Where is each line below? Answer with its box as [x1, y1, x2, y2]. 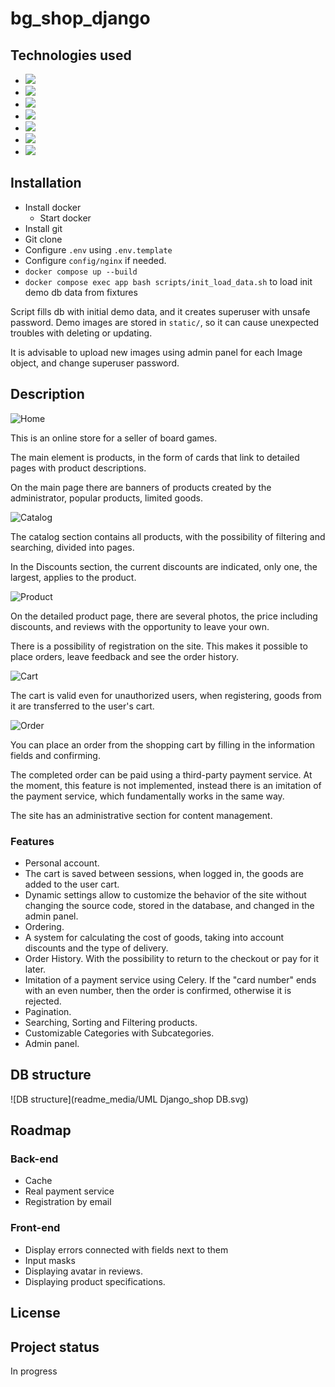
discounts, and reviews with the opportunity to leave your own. [10, 620, 270, 632]
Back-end [10, 1152, 59, 1166]
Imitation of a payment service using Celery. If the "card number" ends [24, 973, 317, 986]
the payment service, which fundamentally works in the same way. [10, 790, 285, 802]
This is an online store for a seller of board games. [10, 432, 218, 444]
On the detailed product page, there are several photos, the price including [10, 610, 318, 622]
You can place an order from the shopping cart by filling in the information [10, 738, 316, 751]
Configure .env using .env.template [24, 243, 173, 256]
